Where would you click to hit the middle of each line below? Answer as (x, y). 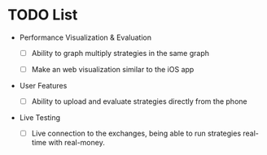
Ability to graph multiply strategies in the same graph (120, 53)
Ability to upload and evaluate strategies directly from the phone (139, 101)
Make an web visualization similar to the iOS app (113, 69)
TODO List (43, 15)
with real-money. (76, 143)
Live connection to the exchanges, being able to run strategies (136, 133)
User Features (43, 86)
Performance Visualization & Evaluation (85, 37)
